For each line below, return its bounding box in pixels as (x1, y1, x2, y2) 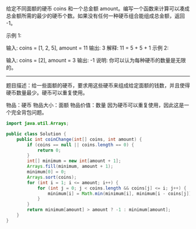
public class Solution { (6, 131, 66, 137)
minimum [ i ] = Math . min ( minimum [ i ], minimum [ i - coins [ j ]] (47, 191, 192, 196)
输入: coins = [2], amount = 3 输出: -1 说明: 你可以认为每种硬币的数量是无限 (6, 57, 186, 64)
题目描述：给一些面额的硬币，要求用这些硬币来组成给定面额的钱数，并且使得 (6, 82, 190, 89)
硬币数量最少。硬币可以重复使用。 (6, 89, 88, 96)
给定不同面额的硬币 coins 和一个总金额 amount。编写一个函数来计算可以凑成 (6, 5, 190, 12)
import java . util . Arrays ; (6, 121, 69, 126)
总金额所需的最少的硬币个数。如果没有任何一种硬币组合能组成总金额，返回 (6, 12, 185, 19)
